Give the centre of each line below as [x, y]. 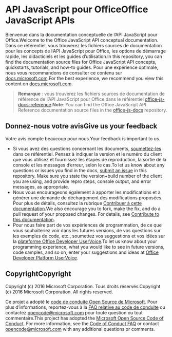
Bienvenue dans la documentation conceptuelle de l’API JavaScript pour [81, 34]
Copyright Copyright [38, 274]
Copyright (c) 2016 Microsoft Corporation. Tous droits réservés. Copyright [83, 286]
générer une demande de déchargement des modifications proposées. [88, 198]
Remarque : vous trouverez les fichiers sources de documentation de [91, 93]
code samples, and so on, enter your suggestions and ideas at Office [86, 252]
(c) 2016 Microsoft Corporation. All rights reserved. [59, 292]
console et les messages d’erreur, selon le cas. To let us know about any [89, 165]
